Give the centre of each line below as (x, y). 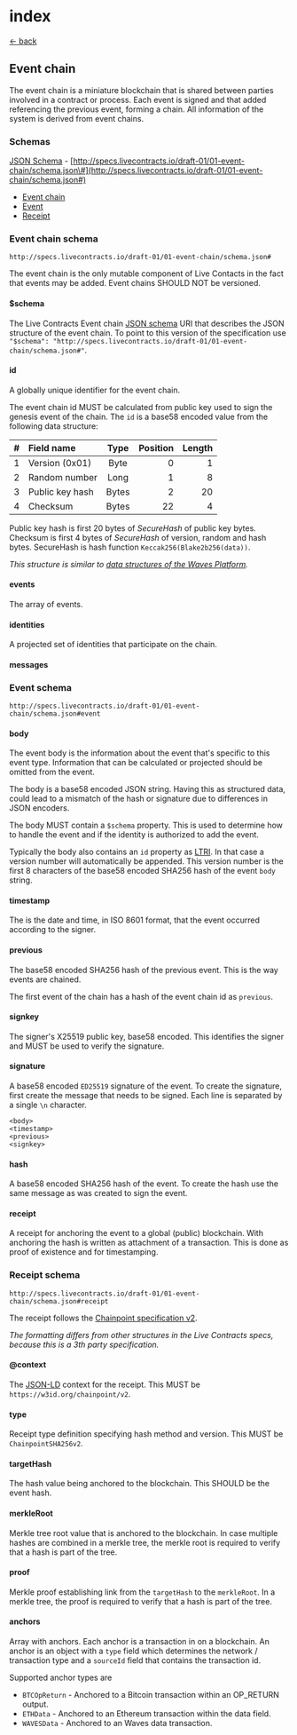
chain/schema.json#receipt (59, 1301)
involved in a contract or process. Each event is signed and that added (138, 99)
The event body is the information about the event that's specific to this (140, 753)
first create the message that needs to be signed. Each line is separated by (146, 1096)
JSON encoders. (39, 808)
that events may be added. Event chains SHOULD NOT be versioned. (135, 283)
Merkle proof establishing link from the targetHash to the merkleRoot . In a (142, 1592)
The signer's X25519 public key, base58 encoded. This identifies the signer (147, 1036)
